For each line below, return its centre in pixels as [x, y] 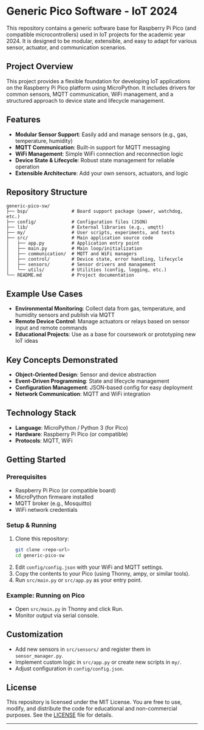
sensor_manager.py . [39, 655]
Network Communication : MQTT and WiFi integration [83, 394]
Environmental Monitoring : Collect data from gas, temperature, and [100, 309]
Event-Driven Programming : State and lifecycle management [92, 381]
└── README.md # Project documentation [70, 275]
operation [27, 167]
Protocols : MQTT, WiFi [44, 440]
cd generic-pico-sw [40, 555]
